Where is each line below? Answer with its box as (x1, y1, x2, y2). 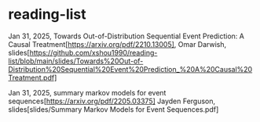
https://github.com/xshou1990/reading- (29, 48, 158, 57)
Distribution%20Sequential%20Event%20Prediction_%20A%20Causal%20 (8, 64, 253, 74)
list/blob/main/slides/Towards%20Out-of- (8, 56, 144, 66)
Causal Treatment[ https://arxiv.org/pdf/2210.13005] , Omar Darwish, (8, 39, 227, 48)
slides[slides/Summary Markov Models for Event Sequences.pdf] (8, 104, 219, 114)
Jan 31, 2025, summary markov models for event (8, 88, 167, 97)
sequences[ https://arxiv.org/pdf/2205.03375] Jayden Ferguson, (8, 96, 216, 106)
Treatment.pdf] (8, 73, 57, 82)
